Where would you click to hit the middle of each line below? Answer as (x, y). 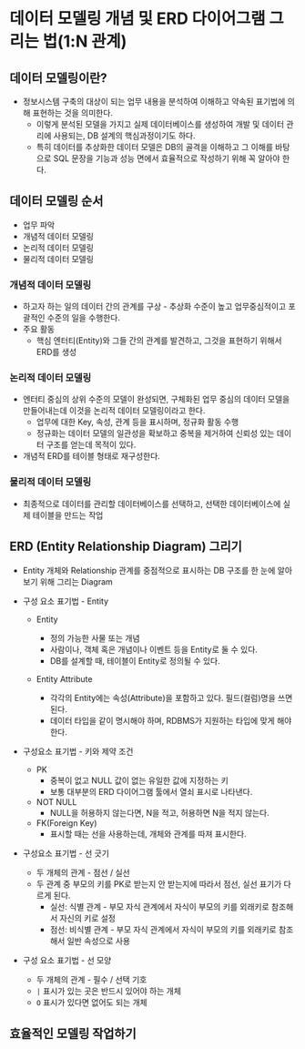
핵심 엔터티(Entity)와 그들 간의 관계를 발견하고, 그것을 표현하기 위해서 (159, 341)
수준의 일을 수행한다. (84, 318)
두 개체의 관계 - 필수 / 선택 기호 (91, 979)
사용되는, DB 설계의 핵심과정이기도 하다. (124, 136)
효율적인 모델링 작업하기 (73, 1033)
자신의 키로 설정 (88, 918)
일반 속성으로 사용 (99, 941)
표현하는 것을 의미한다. (73, 113)
